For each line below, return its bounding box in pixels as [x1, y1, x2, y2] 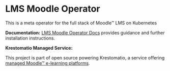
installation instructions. [5, 35, 55, 41]
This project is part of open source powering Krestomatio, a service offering [5, 54, 165, 61]
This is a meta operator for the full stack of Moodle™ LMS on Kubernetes [5, 20, 157, 26]
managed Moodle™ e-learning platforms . [5, 60, 90, 66]
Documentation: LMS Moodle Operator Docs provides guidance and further [5, 29, 165, 35]
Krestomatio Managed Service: [5, 45, 73, 51]
